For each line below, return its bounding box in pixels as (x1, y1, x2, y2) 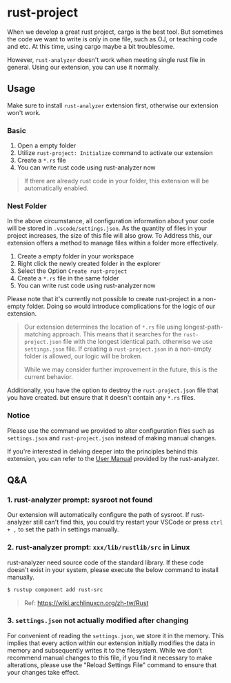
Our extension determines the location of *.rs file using (23, 323, 183, 332)
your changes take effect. (7, 668, 81, 676)
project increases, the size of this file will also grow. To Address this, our (7, 232, 212, 240)
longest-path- (183, 323, 223, 332)
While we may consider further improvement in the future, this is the (23, 365, 219, 374)
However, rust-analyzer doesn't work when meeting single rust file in (7, 55, 205, 63)
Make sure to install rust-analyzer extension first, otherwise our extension (7, 101, 219, 110)
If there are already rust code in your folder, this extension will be (23, 177, 209, 185)
